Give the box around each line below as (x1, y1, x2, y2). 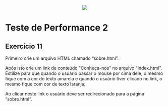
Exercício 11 (5, 42, 43, 50)
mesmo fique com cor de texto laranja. (5, 81, 86, 87)
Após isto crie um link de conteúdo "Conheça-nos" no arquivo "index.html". (5, 65, 162, 71)
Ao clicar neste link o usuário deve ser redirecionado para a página (5, 91, 145, 96)
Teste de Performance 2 (5, 22, 108, 34)
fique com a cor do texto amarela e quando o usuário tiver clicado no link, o (5, 76, 162, 81)
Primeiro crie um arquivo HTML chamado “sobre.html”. (5, 55, 119, 61)
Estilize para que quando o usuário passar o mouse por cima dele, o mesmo (5, 70, 163, 76)
